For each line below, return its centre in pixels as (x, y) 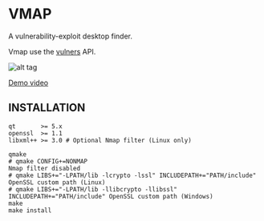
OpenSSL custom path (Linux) (57, 182)
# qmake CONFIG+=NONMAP (48, 161)
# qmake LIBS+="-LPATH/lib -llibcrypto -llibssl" (93, 189)
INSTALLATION (47, 108)
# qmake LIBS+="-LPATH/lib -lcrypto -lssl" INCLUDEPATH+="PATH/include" (132, 175)
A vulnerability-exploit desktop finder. (70, 36)
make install (30, 210)
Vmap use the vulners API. (52, 51)
